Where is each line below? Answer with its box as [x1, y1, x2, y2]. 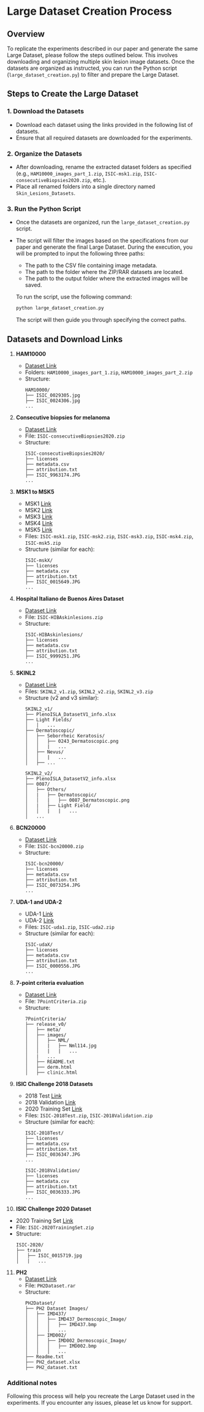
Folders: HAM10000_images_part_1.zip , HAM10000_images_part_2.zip [25, 368, 193, 376]
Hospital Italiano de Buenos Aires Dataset [15, 594, 124, 602]
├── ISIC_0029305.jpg [25, 392, 80, 398]
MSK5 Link [25, 526, 53, 533]
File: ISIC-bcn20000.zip [25, 842, 85, 849]
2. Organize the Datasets [7, 149, 82, 158]
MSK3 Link [25, 513, 53, 520]
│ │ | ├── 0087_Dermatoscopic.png [25, 797, 130, 803]
